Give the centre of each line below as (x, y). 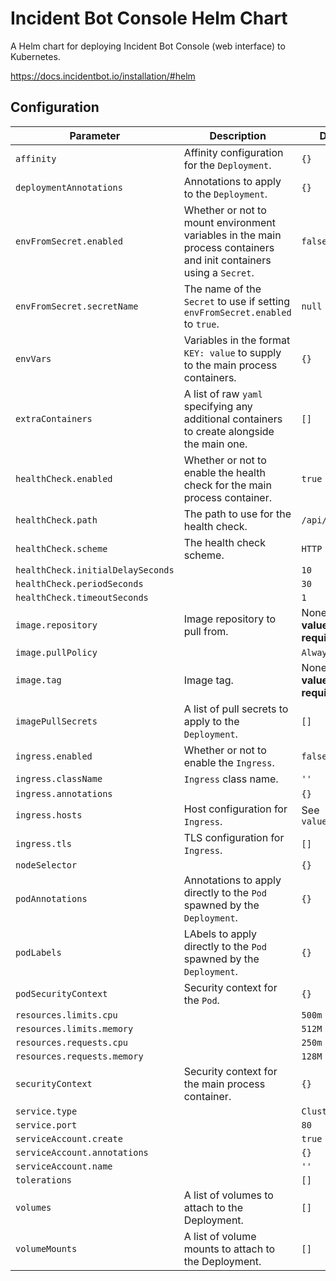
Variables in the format (237, 340)
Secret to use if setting (237, 301)
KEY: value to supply (232, 352)
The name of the (222, 289)
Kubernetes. (35, 56)
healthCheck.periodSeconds (79, 583)
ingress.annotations (64, 793)
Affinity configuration (233, 152)
